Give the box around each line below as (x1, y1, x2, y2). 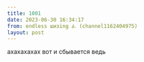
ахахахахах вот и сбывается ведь (7, 48, 106, 56)
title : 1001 (7, 10, 41, 17)
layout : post (7, 29, 45, 36)
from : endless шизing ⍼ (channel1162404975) (7, 22, 138, 29)
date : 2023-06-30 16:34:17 (7, 16, 84, 23)
